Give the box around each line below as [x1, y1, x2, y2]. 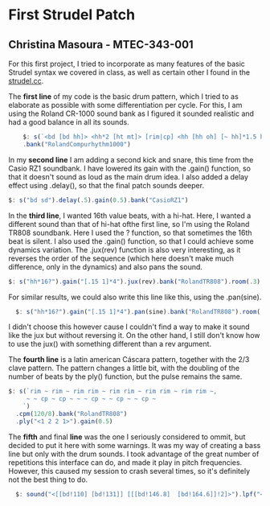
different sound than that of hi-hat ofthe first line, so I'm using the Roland [8, 219, 250, 228]
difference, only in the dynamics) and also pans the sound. [8, 261, 203, 271]
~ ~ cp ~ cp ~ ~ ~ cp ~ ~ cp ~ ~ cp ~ [26, 395, 157, 403]
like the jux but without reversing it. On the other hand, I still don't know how [8, 331, 260, 340]
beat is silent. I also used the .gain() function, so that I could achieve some [8, 236, 255, 246]
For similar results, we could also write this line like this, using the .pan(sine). [8, 292, 262, 302]
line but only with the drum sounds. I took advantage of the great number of [8, 449, 260, 459]
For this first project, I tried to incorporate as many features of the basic [8, 59, 245, 68]
